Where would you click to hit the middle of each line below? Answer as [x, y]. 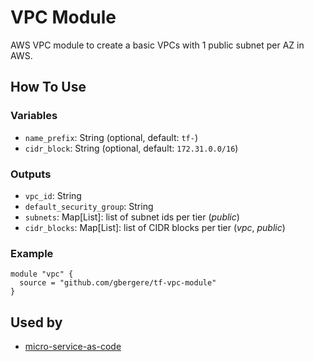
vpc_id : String [53, 195]
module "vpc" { [42, 274]
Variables [34, 116]
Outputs [31, 174]
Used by [36, 322]
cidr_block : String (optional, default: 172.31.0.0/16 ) [131, 148]
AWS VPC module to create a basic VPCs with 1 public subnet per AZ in [157, 45]
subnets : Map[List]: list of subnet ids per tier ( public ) [132, 217]
